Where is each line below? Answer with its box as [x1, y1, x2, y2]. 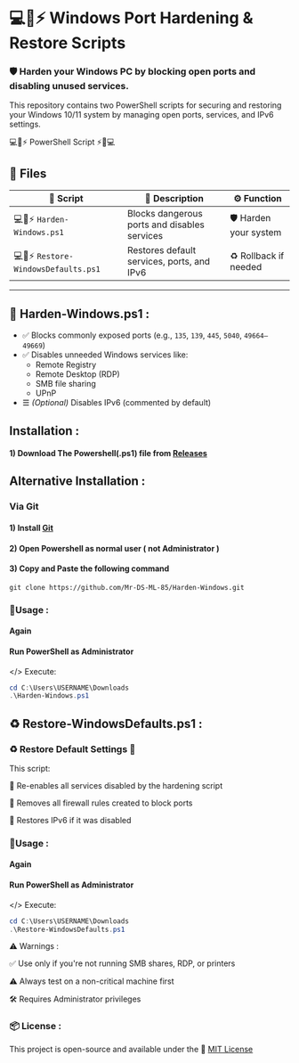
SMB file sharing [35, 379, 96, 389]
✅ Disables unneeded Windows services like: [21, 349, 189, 360]
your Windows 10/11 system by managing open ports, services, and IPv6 [9, 110, 274, 120]
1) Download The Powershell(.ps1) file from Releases [9, 448, 207, 459]
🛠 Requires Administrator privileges [9, 993, 141, 1004]
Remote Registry [35, 359, 97, 371]
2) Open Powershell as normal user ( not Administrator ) [9, 543, 220, 553]
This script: [9, 763, 51, 773]
